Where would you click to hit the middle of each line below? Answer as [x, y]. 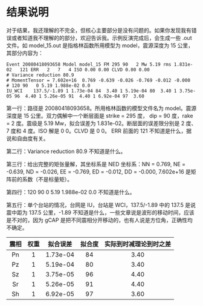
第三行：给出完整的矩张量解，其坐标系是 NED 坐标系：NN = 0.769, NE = [96, 164]
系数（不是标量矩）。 [47, 179]
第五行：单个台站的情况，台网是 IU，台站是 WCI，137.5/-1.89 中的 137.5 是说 [101, 205]
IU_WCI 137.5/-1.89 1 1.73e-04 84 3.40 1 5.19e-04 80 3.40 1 [92, 91]
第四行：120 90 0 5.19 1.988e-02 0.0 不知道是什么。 [71, 192]
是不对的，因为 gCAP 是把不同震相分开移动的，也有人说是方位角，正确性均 [100, 220]
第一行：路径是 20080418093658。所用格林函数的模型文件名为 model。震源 [101, 108]
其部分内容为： [25, 53]
